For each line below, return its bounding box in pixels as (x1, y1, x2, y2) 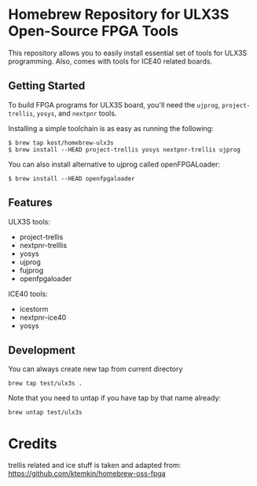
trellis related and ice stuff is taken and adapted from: (8, 461, 182, 470)
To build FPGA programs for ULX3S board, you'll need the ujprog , (8, 100, 221, 109)
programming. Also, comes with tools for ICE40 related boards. (8, 57, 213, 66)
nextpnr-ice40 (19, 312, 67, 322)
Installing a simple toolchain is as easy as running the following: (8, 123, 214, 133)
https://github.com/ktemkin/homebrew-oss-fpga (8, 469, 167, 478)
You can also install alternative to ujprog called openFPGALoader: (8, 159, 221, 169)
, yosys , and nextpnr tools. (32, 108, 117, 118)
